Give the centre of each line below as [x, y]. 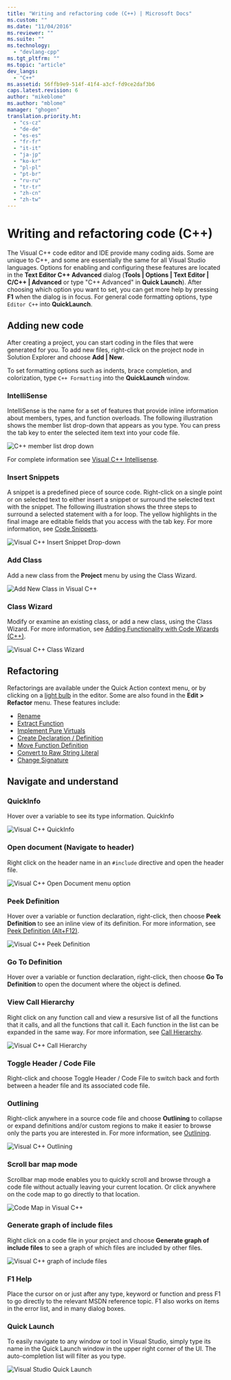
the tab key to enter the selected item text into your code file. [93, 433]
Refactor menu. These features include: [64, 702]
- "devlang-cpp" [36, 52]
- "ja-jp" [27, 155]
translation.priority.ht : [44, 116]
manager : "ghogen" [33, 110]
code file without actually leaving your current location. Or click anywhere [112, 1187]
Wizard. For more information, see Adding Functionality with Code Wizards [113, 629]
